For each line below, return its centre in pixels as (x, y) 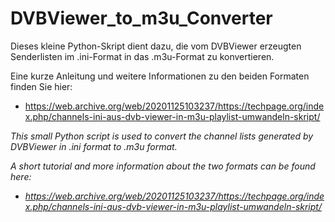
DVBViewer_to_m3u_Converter (141, 18)
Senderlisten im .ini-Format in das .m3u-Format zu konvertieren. (142, 56)
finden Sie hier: (41, 86)
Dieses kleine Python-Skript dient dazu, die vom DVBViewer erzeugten (156, 46)
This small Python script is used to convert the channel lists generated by (162, 136)
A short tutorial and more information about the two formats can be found (163, 166)
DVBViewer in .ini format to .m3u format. (94, 146)
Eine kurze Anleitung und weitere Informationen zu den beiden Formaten (160, 76)
